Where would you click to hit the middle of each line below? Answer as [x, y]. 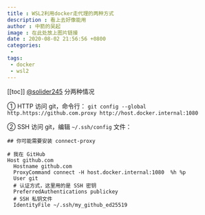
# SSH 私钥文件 [33, 199]
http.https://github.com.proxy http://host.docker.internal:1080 [102, 113]
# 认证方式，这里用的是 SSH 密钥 [55, 185]
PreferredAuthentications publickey [66, 192]
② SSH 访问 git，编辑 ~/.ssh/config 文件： [69, 126]
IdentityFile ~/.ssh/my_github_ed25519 [71, 205]
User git [26, 178]
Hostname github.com [43, 166]
